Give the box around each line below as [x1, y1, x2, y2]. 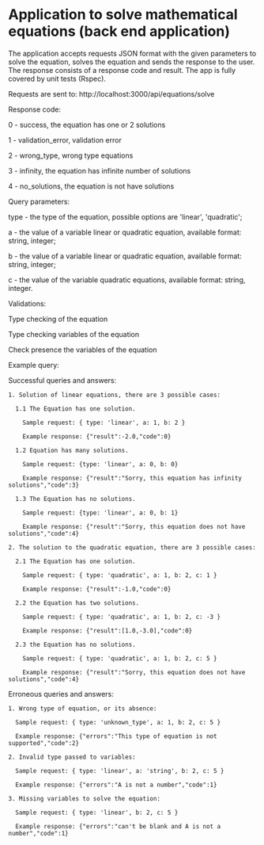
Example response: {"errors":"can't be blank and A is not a [15, 822, 221, 830]
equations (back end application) [8, 22, 231, 40]
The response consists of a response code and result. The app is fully [8, 65, 236, 75]
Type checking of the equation [8, 314, 108, 323]
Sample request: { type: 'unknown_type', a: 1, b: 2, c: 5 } [15, 718, 221, 726]
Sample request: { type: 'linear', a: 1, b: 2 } [22, 419, 186, 426]
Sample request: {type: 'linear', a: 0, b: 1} [22, 509, 179, 517]
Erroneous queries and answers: [8, 689, 115, 698]
